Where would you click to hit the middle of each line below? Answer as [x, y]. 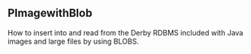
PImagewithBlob [50, 13]
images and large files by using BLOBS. [74, 41]
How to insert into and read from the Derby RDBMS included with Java [125, 32]
